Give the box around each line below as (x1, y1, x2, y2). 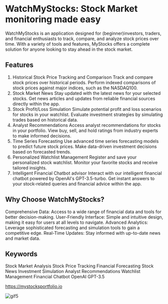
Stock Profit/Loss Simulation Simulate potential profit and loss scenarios (12, 106, 161, 112)
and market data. (5, 235, 41, 241)
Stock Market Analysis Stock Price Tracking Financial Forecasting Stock (5, 263, 154, 269)
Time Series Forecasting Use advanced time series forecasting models (12, 138, 159, 144)
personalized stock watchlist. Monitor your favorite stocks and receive (12, 159, 158, 166)
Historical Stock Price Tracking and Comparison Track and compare (12, 74, 153, 80)
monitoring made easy (5, 14, 101, 25)
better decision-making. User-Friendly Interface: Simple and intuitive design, (5, 214, 163, 220)
